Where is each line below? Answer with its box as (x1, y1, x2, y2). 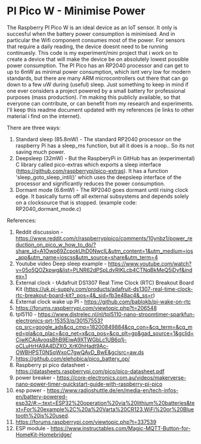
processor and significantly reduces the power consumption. (15, 180, 166, 187)
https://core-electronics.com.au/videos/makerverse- (56, 374, 187, 381)
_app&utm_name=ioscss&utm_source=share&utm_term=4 (15, 253, 158, 260)
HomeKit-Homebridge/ (15, 431, 72, 438)
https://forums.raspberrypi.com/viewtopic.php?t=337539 (15, 418, 157, 426)
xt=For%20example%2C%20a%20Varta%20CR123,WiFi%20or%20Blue (15, 405, 194, 412)
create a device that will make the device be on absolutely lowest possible (7, 55, 189, 63)
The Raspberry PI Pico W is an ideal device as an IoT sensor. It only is (7, 24, 178, 31)
